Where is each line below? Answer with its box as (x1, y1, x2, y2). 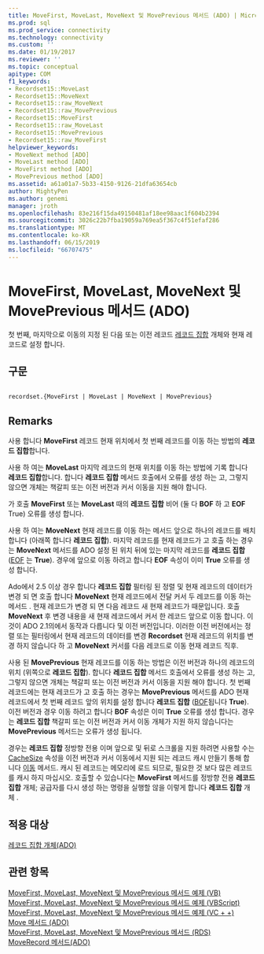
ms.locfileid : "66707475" (8, 246, 93, 254)
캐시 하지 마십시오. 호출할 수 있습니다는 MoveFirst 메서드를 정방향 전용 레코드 (16, 773, 255, 782)
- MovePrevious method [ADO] (8, 173, 104, 181)
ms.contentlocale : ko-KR (8, 232, 90, 239)
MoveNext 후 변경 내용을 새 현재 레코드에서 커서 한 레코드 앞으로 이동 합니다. (8, 611, 245, 621)
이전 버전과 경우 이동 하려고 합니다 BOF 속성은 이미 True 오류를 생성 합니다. (8, 707, 240, 717)
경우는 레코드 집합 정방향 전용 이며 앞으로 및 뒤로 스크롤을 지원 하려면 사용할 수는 (8, 744, 255, 753)
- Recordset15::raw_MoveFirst (8, 135, 108, 144)
